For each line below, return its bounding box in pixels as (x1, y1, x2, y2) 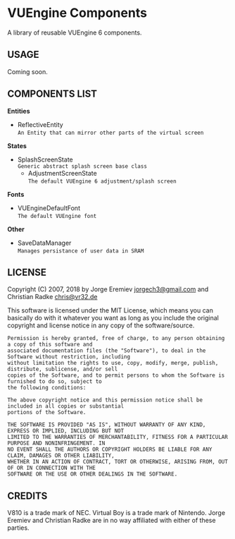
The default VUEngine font (17, 212, 97, 219)
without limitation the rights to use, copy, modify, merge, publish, (7, 360, 219, 367)
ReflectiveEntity (17, 120, 63, 128)
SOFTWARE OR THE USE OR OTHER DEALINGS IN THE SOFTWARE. (7, 471, 178, 478)
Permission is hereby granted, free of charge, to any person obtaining (7, 335, 225, 342)
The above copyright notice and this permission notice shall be (7, 396, 203, 404)
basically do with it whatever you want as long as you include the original (7, 314, 220, 322)
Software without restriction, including (7, 353, 131, 361)
